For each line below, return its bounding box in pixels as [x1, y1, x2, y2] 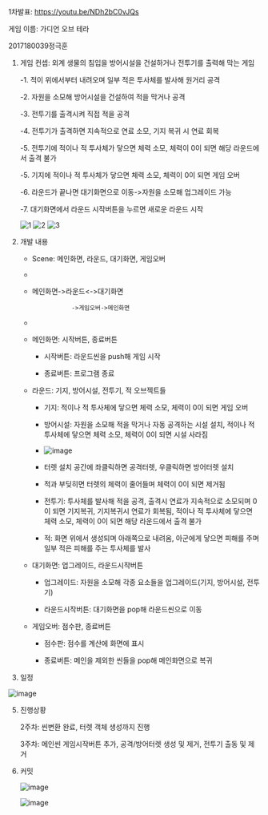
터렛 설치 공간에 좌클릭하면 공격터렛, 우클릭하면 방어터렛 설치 [43, 462, 234, 471]
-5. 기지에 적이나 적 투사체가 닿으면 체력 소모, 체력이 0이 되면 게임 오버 [19, 171, 240, 180]
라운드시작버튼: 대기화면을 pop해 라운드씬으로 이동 [43, 604, 202, 614]
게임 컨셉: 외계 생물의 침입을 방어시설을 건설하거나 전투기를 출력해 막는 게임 [19, 59, 255, 67]
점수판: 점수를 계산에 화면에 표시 [43, 639, 145, 648]
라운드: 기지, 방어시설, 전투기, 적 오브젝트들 [31, 385, 166, 395]
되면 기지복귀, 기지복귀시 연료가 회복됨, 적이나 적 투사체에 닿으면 [52, 506, 254, 515]
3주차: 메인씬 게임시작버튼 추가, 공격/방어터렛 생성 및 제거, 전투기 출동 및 [19, 740, 246, 748]
